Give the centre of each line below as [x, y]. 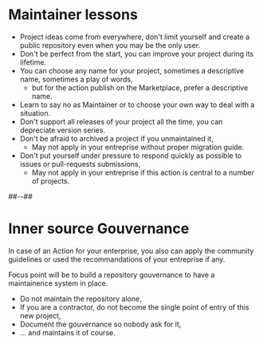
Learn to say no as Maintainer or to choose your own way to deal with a [137, 105]
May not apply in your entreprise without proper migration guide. [138, 147]
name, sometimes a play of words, [76, 79]
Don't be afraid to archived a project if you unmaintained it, [116, 138]
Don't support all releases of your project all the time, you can [121, 121]
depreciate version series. [63, 130]
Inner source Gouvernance [99, 229]
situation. [35, 113]
